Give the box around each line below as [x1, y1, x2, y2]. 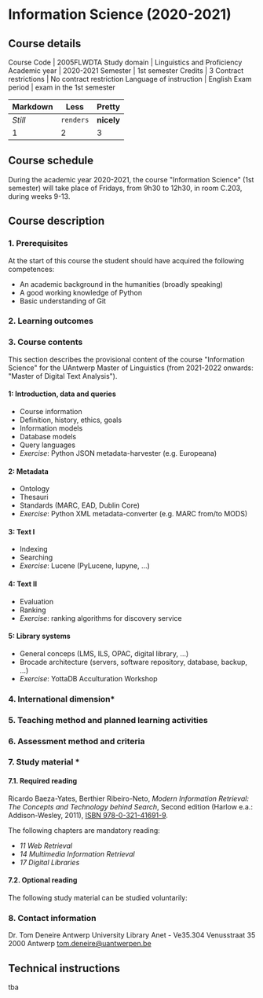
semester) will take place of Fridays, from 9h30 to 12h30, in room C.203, [8, 183, 243, 193]
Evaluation [19, 596, 54, 606]
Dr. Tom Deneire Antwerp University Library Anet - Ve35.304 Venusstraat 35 [8, 930, 256, 940]
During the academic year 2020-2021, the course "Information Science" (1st [8, 174, 254, 184]
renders [60, 116, 89, 124]
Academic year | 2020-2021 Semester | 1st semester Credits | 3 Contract [8, 66, 244, 75]
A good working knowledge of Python [19, 288, 143, 297]
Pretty [97, 101, 120, 112]
